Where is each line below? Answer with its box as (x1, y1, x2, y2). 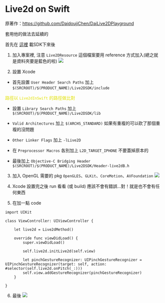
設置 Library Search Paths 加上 (12, 105, 76, 111)
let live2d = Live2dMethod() (14, 227, 74, 232)
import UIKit (5, 210, 32, 215)
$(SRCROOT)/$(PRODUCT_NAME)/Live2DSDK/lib (12, 111, 101, 116)
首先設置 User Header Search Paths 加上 (12, 79, 94, 85)
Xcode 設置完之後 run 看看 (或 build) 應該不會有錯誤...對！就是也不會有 (12, 183, 156, 189)
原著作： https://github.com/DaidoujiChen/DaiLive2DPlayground (5, 20, 134, 26)
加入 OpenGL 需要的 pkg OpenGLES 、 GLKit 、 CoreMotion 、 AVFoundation (12, 173, 154, 178)
